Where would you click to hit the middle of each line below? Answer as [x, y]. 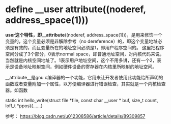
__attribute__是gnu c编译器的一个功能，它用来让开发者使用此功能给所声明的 [84, 77]
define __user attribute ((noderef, [76, 9]
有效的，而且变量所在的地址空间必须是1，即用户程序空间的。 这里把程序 [89, 47]
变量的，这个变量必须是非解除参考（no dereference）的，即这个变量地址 [82, 41]
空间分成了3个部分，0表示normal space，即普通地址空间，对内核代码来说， [85, 54]
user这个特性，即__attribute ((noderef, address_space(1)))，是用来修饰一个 [84, 35]
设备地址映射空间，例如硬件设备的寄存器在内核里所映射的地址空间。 [85, 67]
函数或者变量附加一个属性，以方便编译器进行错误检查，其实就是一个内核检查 [85, 84]
